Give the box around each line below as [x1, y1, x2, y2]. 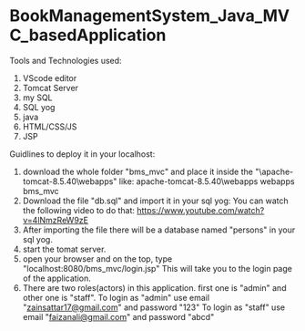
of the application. [22, 273, 91, 284]
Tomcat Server [22, 82, 79, 93]
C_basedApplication [9, 25, 167, 46]
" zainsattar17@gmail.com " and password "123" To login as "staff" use [22, 302, 285, 313]
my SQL [22, 92, 53, 103]
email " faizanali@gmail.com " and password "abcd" [22, 311, 215, 322]
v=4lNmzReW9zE [22, 214, 89, 225]
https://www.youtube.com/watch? [136, 204, 265, 215]
